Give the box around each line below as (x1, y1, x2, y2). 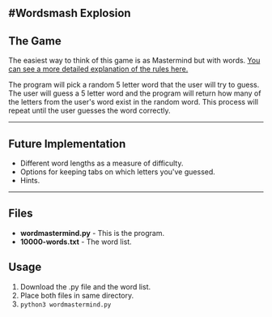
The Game (8, 34, 62, 48)
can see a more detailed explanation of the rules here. (8, 64, 189, 74)
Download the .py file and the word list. (19, 281, 151, 291)
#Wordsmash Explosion (8, 6, 131, 20)
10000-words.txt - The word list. (19, 237, 132, 246)
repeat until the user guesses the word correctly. (8, 105, 172, 116)
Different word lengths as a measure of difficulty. (19, 158, 184, 169)
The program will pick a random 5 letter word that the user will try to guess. (8, 80, 260, 90)
